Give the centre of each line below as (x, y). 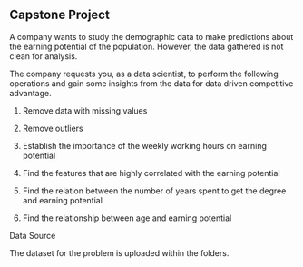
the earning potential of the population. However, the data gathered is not (147, 46)
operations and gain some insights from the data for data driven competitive (151, 83)
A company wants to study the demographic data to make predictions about (151, 36)
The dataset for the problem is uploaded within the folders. (119, 252)
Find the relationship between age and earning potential (127, 218)
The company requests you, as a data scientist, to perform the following (144, 74)
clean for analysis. (44, 56)
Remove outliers (53, 128)
